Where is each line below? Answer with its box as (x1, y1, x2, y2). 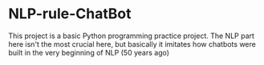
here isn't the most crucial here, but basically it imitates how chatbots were (8, 39, 257, 48)
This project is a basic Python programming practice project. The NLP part (8, 31, 255, 40)
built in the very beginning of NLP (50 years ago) (8, 48, 170, 57)
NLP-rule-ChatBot (8, 5, 132, 23)
